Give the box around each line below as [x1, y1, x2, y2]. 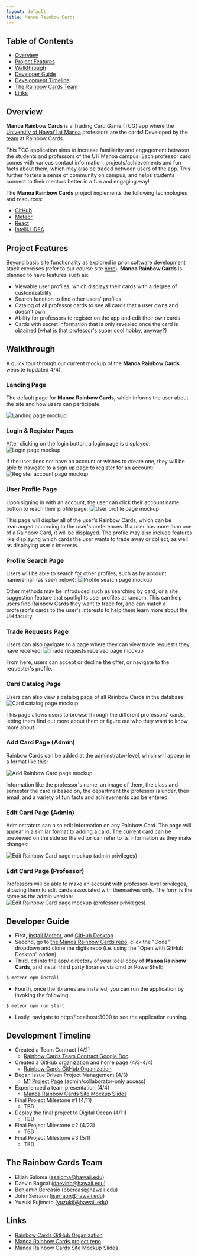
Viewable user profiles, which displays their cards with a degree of [14, 282, 177, 290]
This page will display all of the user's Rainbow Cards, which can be [6, 516, 172, 524]
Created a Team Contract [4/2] [14, 1046, 90, 1053]
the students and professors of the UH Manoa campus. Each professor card [6, 153, 191, 160]
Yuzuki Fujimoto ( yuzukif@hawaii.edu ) [14, 1198, 108, 1206]
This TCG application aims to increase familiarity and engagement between [6, 146, 189, 154]
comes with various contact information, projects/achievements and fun [6, 159, 181, 166]
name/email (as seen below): [6, 576, 77, 583]
